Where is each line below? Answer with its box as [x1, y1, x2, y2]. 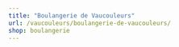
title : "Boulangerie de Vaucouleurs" [8, 11, 135, 20]
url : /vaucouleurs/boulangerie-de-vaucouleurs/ [8, 19, 172, 27]
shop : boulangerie [8, 26, 70, 34]
